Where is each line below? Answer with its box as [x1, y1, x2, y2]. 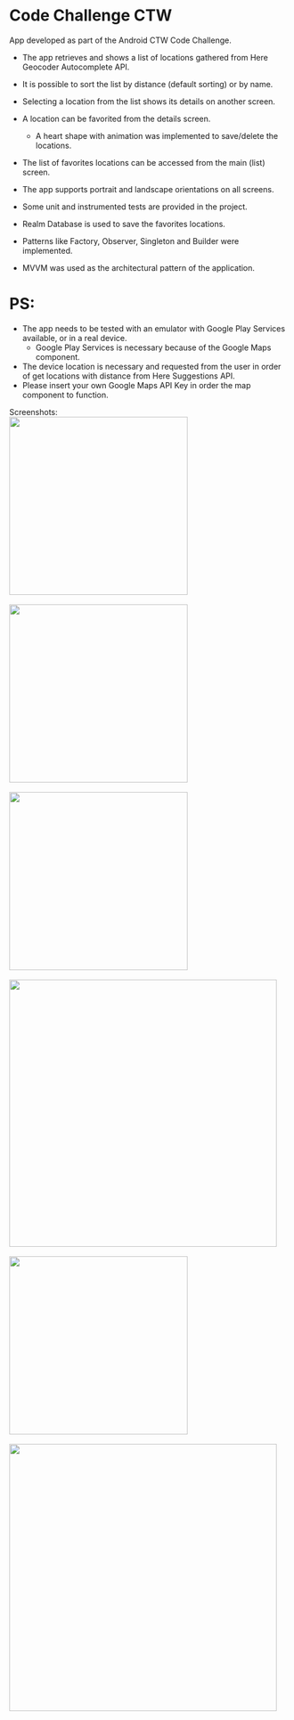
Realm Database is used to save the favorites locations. [21, 218, 225, 229]
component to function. [21, 389, 109, 400]
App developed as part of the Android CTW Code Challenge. [9, 35, 232, 45]
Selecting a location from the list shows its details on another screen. [21, 95, 276, 107]
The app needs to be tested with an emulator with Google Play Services [21, 322, 286, 334]
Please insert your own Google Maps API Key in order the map [21, 379, 251, 390]
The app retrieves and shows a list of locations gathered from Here [21, 52, 269, 62]
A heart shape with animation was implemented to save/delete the [35, 130, 279, 141]
